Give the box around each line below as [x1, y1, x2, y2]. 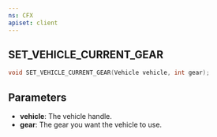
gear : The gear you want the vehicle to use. [19, 120, 163, 129]
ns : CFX [8, 11, 34, 20]
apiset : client [8, 19, 58, 27]
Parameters [8, 91, 67, 104]
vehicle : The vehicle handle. [19, 112, 113, 120]
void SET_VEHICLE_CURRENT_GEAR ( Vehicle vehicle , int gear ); [8, 68, 211, 77]
